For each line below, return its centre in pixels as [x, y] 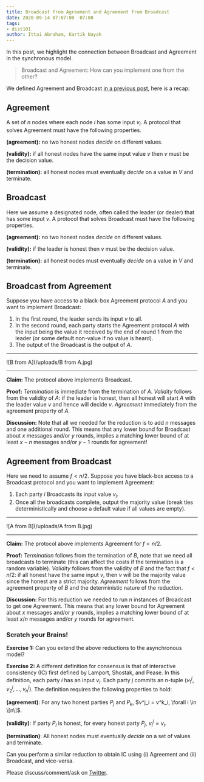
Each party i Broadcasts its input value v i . [67, 495]
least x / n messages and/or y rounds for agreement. [71, 619]
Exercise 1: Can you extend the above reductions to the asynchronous [94, 648]
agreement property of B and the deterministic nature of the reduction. [95, 587]
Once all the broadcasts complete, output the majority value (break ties [104, 502]
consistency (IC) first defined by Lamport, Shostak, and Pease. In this [93, 672]
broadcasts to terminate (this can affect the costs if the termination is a [95, 562]
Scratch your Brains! [37, 635]
